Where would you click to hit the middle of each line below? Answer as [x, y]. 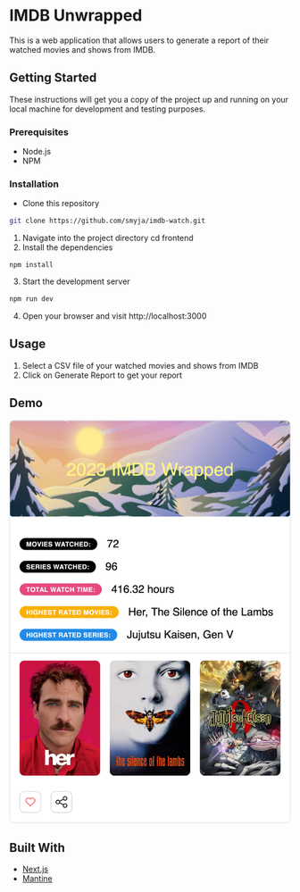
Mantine [37, 879]
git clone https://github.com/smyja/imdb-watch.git [107, 221]
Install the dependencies [67, 247]
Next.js [35, 869]
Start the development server [76, 281]
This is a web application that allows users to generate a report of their [139, 40]
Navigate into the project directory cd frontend [108, 238]
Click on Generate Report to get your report [102, 375]
